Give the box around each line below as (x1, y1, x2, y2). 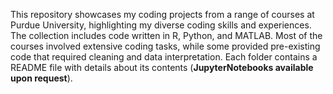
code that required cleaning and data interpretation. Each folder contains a (10, 51, 318, 63)
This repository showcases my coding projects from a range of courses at (10, 9, 315, 20)
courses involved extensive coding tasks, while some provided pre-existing (10, 40, 321, 52)
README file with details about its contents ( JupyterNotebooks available (10, 62, 314, 73)
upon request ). (10, 72, 73, 84)
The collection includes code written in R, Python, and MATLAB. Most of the (10, 30, 323, 41)
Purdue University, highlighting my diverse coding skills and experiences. (10, 19, 312, 31)
